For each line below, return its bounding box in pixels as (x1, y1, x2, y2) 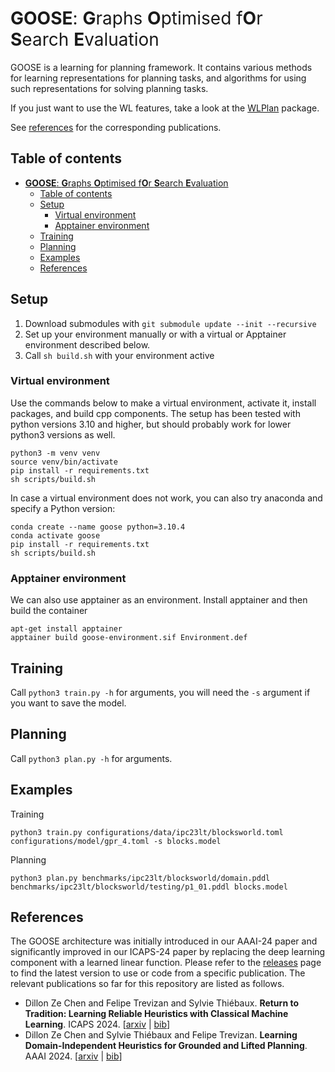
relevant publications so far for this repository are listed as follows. (10, 978, 285, 990)
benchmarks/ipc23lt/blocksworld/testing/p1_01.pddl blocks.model (10, 882, 288, 892)
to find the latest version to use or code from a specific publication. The (10, 967, 306, 979)
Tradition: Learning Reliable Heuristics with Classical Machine (24, 1008, 289, 1020)
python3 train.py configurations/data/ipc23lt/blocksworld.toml (10, 827, 284, 837)
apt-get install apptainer (10, 624, 123, 634)
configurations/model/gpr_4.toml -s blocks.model (10, 836, 222, 846)
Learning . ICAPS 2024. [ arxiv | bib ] (24, 1018, 171, 1031)
